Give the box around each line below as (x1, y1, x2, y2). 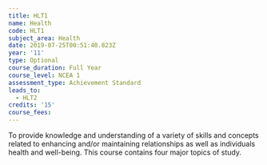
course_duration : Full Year (8, 64, 102, 72)
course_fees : (8, 109, 52, 117)
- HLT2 (15, 94, 38, 102)
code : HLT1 (8, 26, 45, 34)
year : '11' (8, 49, 45, 57)
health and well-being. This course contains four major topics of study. (8, 147, 242, 157)
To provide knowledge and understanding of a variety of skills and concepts (8, 131, 259, 140)
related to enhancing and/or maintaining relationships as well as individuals (8, 139, 256, 148)
